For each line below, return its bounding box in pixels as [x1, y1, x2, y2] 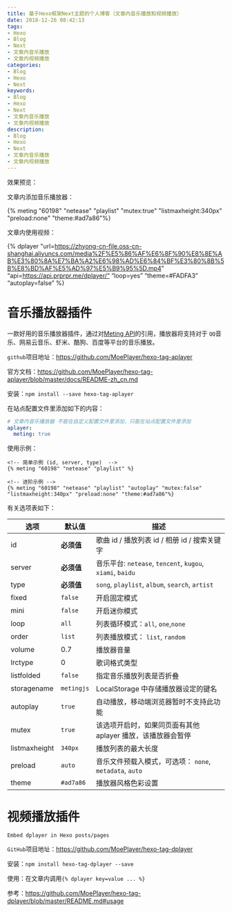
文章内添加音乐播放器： [7, 192, 74, 201]
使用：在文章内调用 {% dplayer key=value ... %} [7, 875, 146, 883]
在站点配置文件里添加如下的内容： [7, 404, 104, 412]
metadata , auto [95, 766, 143, 776]
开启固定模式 [95, 593, 138, 603]
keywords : [7, 87, 36, 94]
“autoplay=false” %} [7, 278, 65, 287]
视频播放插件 [7, 809, 81, 824]
